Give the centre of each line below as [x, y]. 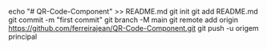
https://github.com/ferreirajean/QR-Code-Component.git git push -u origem [133, 28]
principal [23, 36]
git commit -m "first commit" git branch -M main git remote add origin [123, 20]
